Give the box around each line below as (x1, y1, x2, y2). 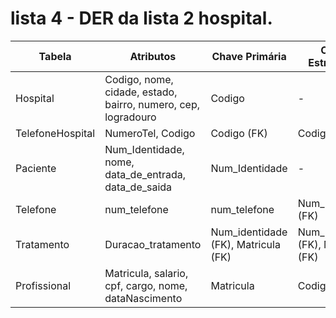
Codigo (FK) (210, 126, 268, 140)
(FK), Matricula (210, 237, 281, 251)
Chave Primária (211, 49, 287, 63)
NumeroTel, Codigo (104, 126, 196, 140)
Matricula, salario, (104, 266, 189, 280)
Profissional (15, 278, 72, 292)
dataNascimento (104, 291, 183, 305)
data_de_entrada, (104, 167, 187, 181)
